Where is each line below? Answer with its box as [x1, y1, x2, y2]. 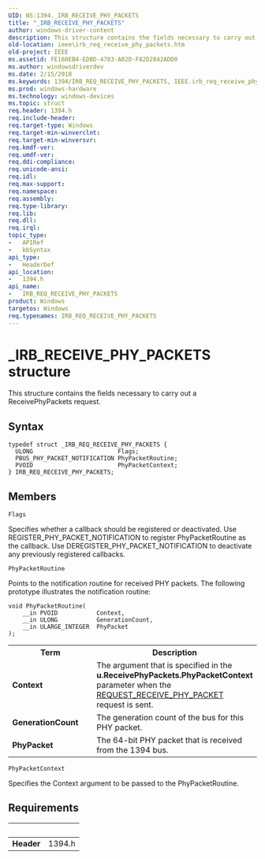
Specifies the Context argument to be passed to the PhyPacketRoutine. [8, 779, 239, 788]
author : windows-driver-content [8, 26, 114, 34]
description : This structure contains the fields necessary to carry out [8, 33, 256, 42]
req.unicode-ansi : [8, 165, 69, 173]
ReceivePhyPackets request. [8, 397, 101, 407]
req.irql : [8, 224, 41, 232]
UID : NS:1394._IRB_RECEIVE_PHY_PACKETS [8, 11, 140, 20]
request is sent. [95, 699, 154, 710]
